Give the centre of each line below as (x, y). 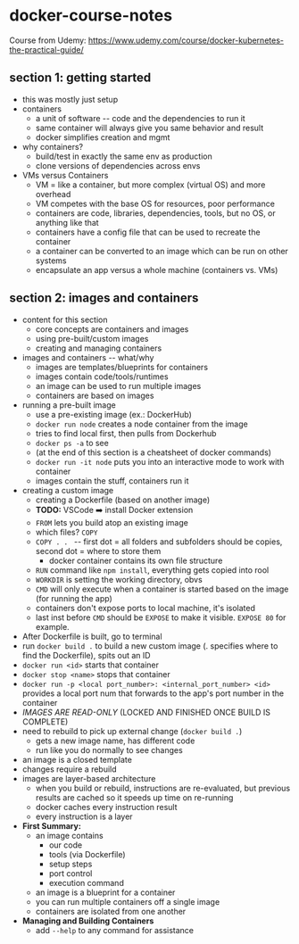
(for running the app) (74, 598)
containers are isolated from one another (111, 911)
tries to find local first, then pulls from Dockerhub (126, 433)
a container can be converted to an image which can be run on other (162, 251)
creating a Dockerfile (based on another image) (123, 500)
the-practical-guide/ (46, 49)
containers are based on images (95, 395)
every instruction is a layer (84, 816)
